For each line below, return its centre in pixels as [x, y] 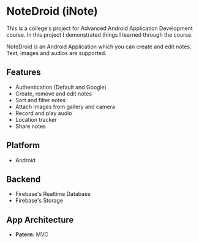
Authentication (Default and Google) [61, 87]
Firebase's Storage [39, 201]
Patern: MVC [32, 234]
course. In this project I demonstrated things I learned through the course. [99, 34]
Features [24, 73]
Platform [23, 145]
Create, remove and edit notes [54, 94]
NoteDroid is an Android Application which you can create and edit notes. [99, 47]
